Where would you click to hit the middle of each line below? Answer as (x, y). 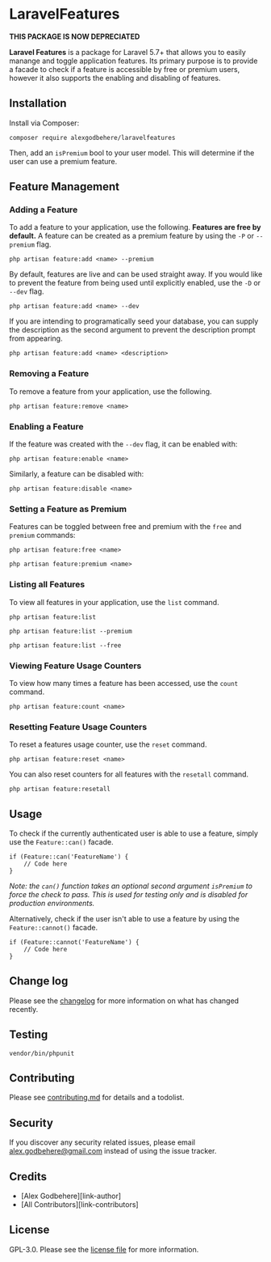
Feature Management (65, 187)
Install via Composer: (44, 123)
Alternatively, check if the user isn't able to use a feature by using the (125, 919)
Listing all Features (47, 585)
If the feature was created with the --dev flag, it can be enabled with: (123, 444)
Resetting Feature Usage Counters (78, 726)
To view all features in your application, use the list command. (115, 602)
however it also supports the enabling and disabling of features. (115, 78)
